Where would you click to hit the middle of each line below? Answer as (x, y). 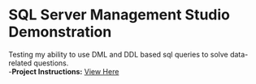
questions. (51, 63)
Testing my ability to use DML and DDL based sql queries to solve (119, 54)
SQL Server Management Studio (119, 15)
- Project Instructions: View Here (64, 71)
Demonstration (60, 32)
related (20, 63)
